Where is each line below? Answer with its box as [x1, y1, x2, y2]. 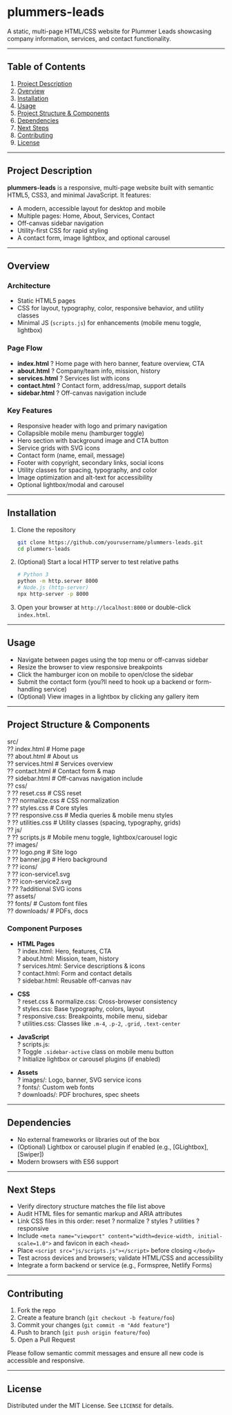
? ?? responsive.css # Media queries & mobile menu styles [7, 811, 174, 819]
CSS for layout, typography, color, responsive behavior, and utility [17, 304, 204, 313]
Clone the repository [17, 525, 76, 534]
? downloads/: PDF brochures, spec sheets [17, 1090, 140, 1098]
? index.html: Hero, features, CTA [17, 947, 112, 955]
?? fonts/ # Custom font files [7, 899, 88, 908]
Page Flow [7, 344, 43, 353]
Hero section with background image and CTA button [17, 436, 169, 444]
